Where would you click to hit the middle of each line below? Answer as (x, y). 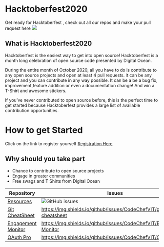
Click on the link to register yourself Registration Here (59, 143)
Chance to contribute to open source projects (58, 171)
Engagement (22, 223)
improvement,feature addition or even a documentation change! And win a (80, 85)
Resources (20, 201)
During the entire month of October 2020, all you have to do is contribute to (81, 70)
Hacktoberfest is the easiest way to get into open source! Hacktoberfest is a (82, 55)
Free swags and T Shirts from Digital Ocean (56, 181)
